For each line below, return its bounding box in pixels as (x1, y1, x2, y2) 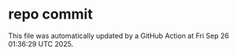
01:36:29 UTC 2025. (8, 39, 74, 48)
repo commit (8, 5, 93, 23)
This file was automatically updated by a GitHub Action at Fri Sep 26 (8, 31, 230, 40)
